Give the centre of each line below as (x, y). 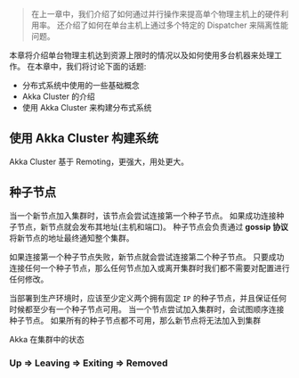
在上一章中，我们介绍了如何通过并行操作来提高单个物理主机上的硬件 (156, 14)
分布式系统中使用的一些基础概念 (81, 85)
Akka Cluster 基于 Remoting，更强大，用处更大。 (99, 161)
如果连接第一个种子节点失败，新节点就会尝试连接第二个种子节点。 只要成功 (147, 257)
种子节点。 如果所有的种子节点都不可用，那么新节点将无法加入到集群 (135, 320)
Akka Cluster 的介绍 (58, 96)
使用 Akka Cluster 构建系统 (84, 139)
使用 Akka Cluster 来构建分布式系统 (87, 107)
